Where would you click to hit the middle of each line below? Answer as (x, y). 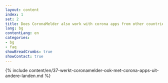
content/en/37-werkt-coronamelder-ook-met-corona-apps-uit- (94, 70)
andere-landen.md (24, 76)
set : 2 (12, 19)
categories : (17, 38)
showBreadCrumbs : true (29, 51)
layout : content (22, 10)
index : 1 (14, 14)
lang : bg (14, 28)
